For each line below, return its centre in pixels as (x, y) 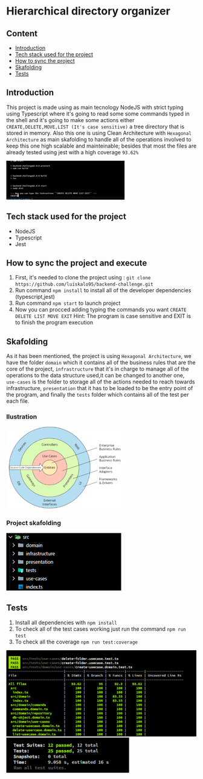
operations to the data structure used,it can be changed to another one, (95, 376)
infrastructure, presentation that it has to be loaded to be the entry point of (100, 388)
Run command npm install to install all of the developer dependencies (103, 290)
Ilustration (22, 417)
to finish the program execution (54, 322)
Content (22, 34)
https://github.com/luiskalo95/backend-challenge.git (84, 285)
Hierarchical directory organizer (88, 11)
